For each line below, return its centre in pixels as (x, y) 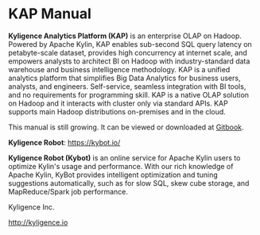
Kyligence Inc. (31, 206)
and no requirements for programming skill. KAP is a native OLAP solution (128, 94)
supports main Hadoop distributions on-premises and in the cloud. (117, 111)
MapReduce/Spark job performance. (68, 191)
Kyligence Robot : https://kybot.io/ (64, 142)
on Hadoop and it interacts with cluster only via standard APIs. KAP (118, 103)
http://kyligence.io (38, 222)
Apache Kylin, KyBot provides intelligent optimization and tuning (113, 175)
